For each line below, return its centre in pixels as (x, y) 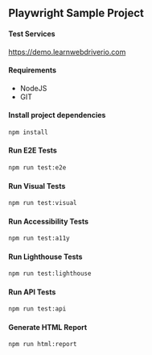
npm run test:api (37, 309)
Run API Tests (32, 292)
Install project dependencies (57, 115)
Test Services (32, 33)
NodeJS (33, 88)
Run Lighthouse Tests (45, 257)
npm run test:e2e (37, 168)
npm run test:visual (43, 203)
